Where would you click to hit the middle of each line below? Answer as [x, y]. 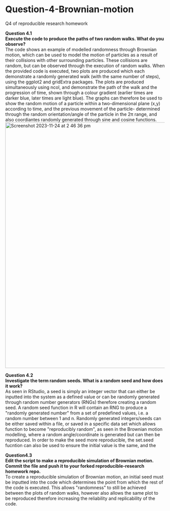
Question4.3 [19, 455]
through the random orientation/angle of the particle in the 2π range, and [81, 114]
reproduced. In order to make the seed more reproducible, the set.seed [79, 440]
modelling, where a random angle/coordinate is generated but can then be [83, 434]
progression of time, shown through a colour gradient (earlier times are [79, 92]
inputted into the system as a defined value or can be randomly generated [82, 397]
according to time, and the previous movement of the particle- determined [83, 109]
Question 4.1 [18, 33]
